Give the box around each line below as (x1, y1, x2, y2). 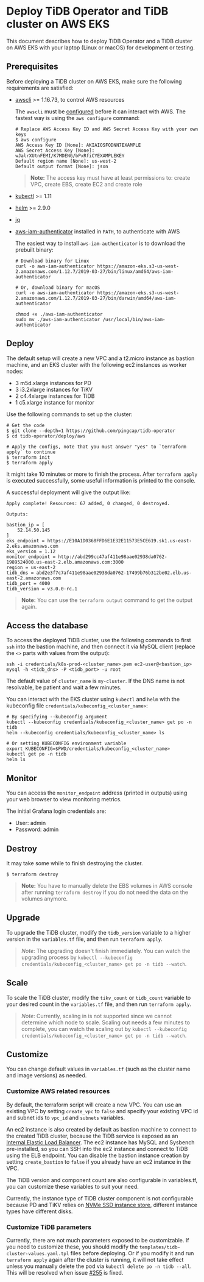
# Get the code (6, 422, 45, 428)
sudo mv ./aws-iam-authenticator (15, 316, 100, 322)
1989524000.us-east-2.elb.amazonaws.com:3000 (6, 559, 124, 565)
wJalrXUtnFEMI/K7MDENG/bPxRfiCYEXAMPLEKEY (15, 152, 125, 159)
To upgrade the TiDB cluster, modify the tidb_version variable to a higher (6, 929, 191, 936)
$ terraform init (6, 454, 51, 461)
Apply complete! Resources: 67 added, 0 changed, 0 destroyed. (6, 500, 171, 506)
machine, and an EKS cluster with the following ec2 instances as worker (6, 361, 187, 368)
